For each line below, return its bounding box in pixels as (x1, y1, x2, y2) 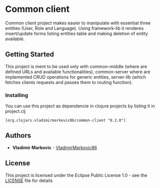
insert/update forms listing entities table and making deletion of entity (5, 30, 148, 36)
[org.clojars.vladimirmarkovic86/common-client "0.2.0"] (5, 118, 126, 123)
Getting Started (5, 50, 54, 59)
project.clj (5, 108, 26, 114)
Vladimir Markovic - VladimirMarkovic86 (12, 144, 97, 150)
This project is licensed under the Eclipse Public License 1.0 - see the (5, 172, 148, 178)
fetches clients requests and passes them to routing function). (5, 79, 133, 85)
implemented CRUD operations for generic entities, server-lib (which (5, 74, 146, 80)
